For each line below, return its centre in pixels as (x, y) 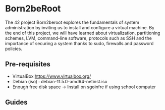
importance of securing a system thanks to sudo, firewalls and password (79, 43)
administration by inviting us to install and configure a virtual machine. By (80, 27)
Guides (17, 102)
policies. (14, 49)
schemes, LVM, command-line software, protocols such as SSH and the (79, 38)
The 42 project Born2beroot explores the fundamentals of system (72, 22)
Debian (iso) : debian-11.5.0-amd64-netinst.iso (60, 81)
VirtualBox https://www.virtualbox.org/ (52, 76)
